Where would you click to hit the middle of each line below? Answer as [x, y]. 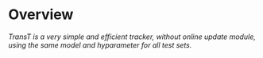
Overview [41, 15]
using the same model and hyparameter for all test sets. [100, 44]
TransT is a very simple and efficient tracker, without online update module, [132, 37]
